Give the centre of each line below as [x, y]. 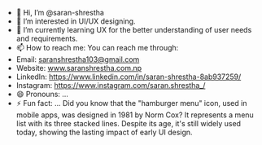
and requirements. [47, 38]
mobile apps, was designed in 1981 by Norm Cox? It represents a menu [135, 115]
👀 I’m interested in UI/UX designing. [76, 21]
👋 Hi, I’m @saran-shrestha [60, 13]
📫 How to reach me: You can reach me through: [97, 48]
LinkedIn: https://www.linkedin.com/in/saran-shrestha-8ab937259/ [129, 77]
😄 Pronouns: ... [42, 94]
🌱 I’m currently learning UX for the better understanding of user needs [134, 30]
